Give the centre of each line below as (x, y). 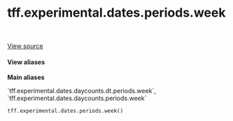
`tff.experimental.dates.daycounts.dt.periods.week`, (82, 91)
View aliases (26, 62)
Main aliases (26, 77)
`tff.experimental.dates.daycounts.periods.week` (77, 98)
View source (25, 46)
